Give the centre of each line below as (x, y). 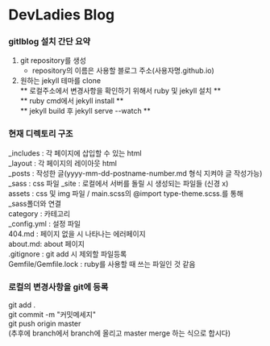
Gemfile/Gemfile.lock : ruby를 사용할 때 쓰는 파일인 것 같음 (102, 264)
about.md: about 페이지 (46, 244)
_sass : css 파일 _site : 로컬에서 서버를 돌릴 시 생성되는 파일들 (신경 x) (118, 183)
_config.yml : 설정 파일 (45, 223)
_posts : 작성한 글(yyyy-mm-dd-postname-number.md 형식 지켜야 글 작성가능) (135, 173)
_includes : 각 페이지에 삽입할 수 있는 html (75, 153)
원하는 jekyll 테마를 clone (60, 81)
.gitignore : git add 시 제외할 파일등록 (68, 254)
